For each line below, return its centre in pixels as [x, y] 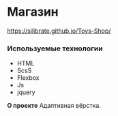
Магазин [33, 12]
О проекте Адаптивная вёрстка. [54, 106]
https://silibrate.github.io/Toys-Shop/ [59, 31]
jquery [26, 92]
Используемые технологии [55, 48]
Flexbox [28, 78]
